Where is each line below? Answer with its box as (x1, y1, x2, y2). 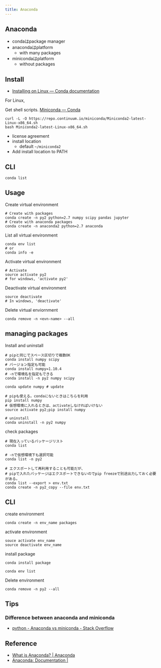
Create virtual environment (5, 202, 59, 207)
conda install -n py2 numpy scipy (5, 376, 75, 381)
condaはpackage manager (12, 38, 65, 44)
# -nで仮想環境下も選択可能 (5, 452, 54, 457)
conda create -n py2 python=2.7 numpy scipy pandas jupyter (5, 215, 129, 220)
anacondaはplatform (12, 45, 53, 50)
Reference (5, 639, 37, 648)
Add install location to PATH (12, 149, 68, 155)
